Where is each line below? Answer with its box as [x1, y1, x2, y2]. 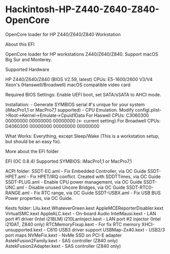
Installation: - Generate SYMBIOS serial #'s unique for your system [5, 101, 145, 108]
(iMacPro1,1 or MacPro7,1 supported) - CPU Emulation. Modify [5, 107, 134, 113]
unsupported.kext [5, 226, 43, 233]
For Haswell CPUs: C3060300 [86, 112, 149, 118]
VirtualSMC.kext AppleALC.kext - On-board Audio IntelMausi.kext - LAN [5, 210, 156, 216]
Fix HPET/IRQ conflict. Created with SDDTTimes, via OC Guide [30, 173, 161, 180]
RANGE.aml [5, 190, 30, 196]
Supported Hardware [5, 66, 49, 72]
